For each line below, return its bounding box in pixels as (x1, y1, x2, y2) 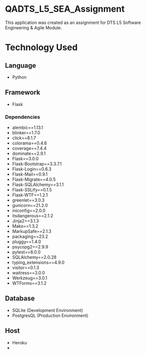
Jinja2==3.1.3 (12, 218, 39, 224)
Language (5, 61, 36, 69)
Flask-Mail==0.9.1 (12, 171, 48, 177)
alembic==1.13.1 (12, 125, 44, 130)
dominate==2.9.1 (12, 150, 46, 157)
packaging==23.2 (12, 233, 48, 240)
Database (5, 294, 35, 303)
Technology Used (5, 42, 78, 53)
